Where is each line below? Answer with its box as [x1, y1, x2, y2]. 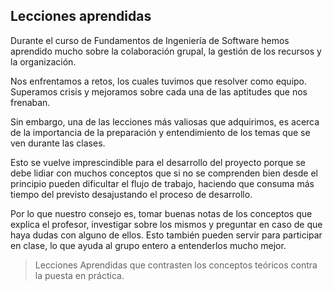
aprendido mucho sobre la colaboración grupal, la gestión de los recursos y [10, 45, 322, 57]
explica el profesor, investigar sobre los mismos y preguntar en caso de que [10, 218, 323, 230]
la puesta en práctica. [34, 269, 125, 281]
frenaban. [10, 96, 51, 108]
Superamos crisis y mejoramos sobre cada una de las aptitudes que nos [10, 85, 308, 98]
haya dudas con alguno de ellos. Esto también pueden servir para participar [10, 229, 323, 241]
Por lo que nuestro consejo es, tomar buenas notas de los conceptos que [10, 207, 313, 219]
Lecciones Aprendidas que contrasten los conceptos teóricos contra [34, 259, 318, 271]
